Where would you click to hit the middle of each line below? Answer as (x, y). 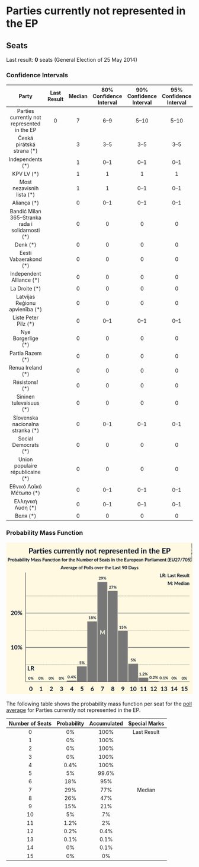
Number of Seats (30, 723)
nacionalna (26, 424)
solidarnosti (26, 230)
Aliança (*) (26, 203)
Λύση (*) (25, 507)
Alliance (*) (26, 280)
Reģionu (26, 303)
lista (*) (26, 195)
